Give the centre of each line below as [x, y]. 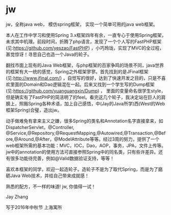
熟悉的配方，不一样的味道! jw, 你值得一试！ [51, 186]
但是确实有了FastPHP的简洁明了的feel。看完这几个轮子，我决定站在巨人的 [83, 97]
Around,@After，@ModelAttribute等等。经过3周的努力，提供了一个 [89, 139]
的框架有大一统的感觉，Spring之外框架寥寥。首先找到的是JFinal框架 [77, 71]
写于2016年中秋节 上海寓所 [34, 207]
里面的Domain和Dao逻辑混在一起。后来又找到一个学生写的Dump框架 [82, 84]
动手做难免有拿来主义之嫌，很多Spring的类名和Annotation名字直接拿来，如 [84, 121]
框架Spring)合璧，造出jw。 [34, 110]
